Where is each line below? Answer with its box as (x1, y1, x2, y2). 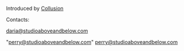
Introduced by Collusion (6, 5, 64, 12)
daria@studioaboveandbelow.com (6, 27, 88, 34)
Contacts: (6, 16, 30, 23)
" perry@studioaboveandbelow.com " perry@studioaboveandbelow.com (6, 39, 178, 45)
